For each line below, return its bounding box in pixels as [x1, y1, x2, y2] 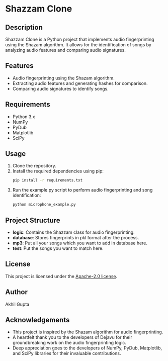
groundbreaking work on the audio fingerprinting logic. [12, 340, 127, 346]
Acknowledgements [5, 316, 70, 324]
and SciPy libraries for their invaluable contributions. [12, 350, 121, 356]
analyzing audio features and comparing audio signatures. [5, 47, 126, 53]
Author [5, 288, 28, 297]
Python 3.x [12, 114, 35, 120]
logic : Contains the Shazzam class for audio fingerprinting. [12, 229, 135, 235]
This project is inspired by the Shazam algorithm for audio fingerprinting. [12, 329, 163, 335]
